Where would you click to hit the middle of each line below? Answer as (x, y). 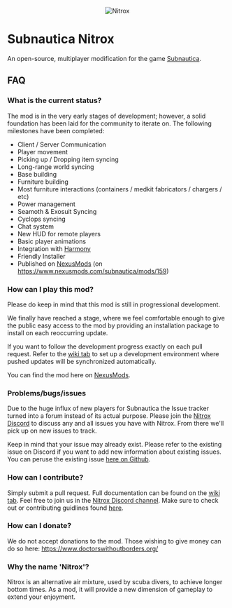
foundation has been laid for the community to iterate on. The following (109, 123)
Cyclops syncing (42, 219)
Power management (46, 204)
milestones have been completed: (56, 130)
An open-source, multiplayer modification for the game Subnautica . (104, 58)
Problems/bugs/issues (47, 393)
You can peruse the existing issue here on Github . (79, 459)
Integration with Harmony (54, 248)
